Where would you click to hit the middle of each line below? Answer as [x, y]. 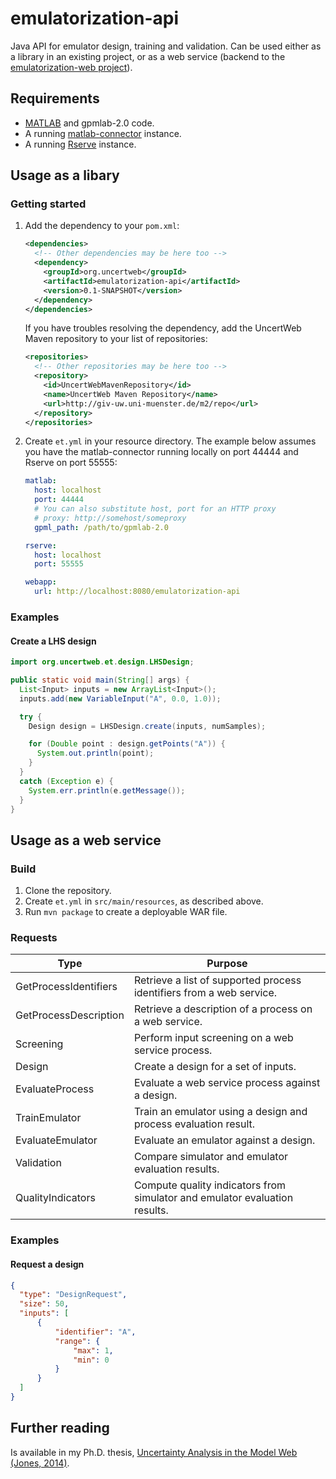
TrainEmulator [48, 1118]
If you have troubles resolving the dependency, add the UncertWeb [163, 328]
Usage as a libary [65, 175]
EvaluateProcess [55, 1089]
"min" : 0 [91, 1360]
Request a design [47, 1264]
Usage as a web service [86, 840]
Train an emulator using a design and [220, 1112]
